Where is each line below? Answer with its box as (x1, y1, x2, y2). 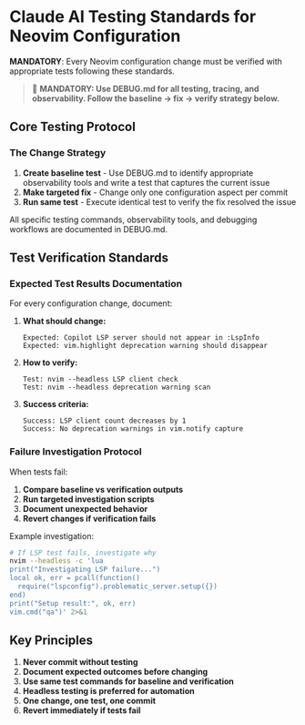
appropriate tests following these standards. (9, 66, 175, 77)
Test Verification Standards (9, 250, 169, 266)
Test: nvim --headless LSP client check (22, 375, 178, 384)
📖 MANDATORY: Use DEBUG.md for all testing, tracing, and (31, 83, 259, 94)
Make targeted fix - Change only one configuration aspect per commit (22, 187, 289, 198)
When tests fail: (9, 466, 68, 477)
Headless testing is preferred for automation (22, 686, 195, 697)
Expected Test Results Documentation (9, 277, 183, 290)
